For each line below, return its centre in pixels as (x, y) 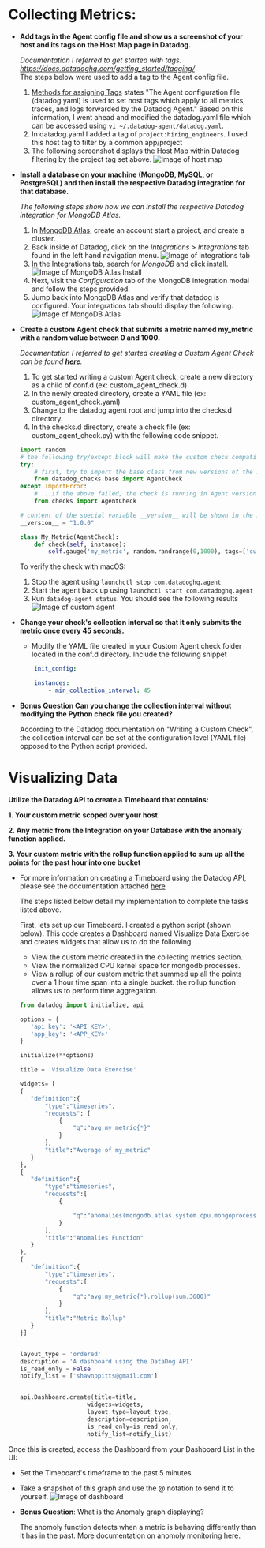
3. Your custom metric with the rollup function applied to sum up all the (127, 854)
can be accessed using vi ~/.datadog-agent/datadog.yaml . (127, 125)
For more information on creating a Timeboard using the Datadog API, (133, 877)
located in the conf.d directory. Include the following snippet (129, 654)
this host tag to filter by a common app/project (107, 142)
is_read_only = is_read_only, (132, 1426)
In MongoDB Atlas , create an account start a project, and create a (138, 230)
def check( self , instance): (80, 544)
